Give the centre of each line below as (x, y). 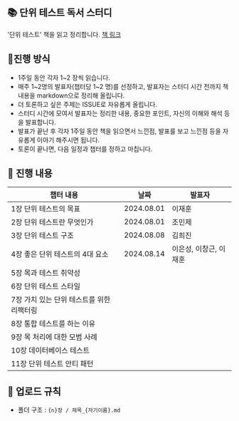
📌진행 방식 (29, 59)
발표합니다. (41, 122)
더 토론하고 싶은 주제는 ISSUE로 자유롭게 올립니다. (87, 104)
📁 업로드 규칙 (34, 391)
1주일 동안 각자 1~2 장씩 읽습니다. (64, 78)
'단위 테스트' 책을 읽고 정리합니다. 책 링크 (64, 34)
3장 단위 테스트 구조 (43, 236)
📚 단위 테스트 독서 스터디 (60, 13)
